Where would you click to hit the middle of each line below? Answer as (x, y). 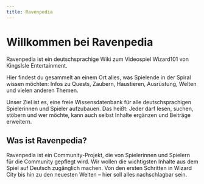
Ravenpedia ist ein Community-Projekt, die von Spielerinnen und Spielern (98, 155)
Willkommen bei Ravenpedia (80, 42)
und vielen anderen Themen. (42, 90)
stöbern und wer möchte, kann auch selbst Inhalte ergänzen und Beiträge (98, 115)
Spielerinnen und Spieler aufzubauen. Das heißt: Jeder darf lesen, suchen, (100, 108)
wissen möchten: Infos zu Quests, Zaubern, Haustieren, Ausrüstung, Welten (101, 83)
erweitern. (19, 121)
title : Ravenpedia (30, 12)
